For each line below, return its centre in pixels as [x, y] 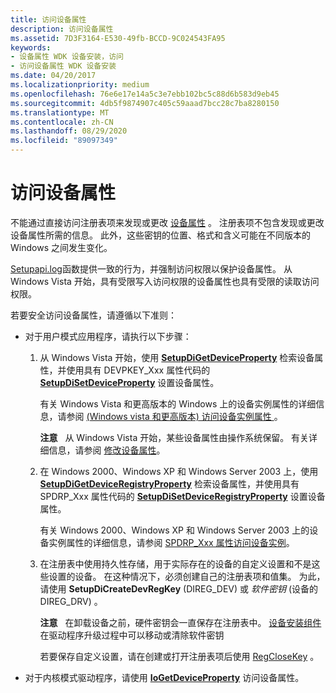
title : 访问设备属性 [48, 19]
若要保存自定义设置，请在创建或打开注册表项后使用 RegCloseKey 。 [179, 656]
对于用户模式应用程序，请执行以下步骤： [108, 336]
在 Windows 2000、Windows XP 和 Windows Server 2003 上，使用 [179, 471]
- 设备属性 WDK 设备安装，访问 [67, 57]
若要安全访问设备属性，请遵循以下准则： [93, 315]
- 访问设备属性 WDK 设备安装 [63, 66]
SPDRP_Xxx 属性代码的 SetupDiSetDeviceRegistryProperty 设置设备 [182, 496]
